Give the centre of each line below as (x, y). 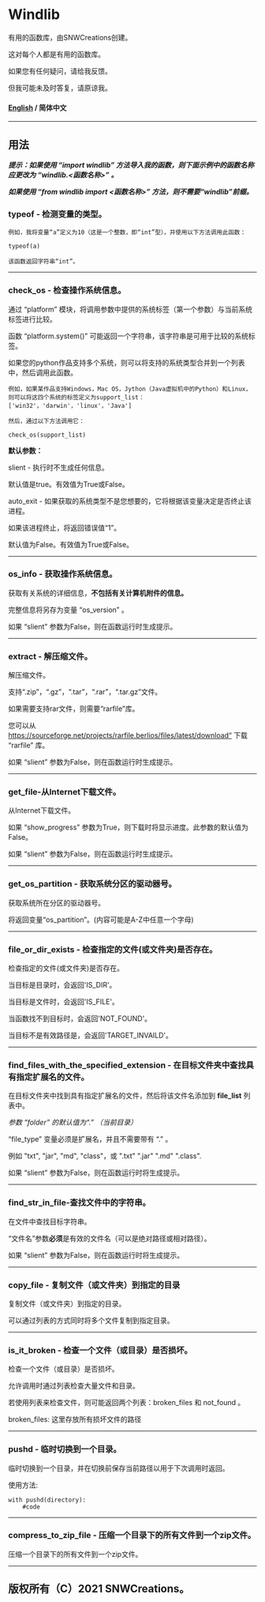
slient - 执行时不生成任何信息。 (58, 467)
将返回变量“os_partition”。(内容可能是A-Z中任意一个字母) (101, 920)
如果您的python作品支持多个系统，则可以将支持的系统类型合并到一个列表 (127, 362)
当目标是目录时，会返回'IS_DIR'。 (62, 985)
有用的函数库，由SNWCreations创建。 (70, 37)
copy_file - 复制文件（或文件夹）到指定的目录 (94, 1285)
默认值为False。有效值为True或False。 (71, 544)
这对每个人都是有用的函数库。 (56, 54)
